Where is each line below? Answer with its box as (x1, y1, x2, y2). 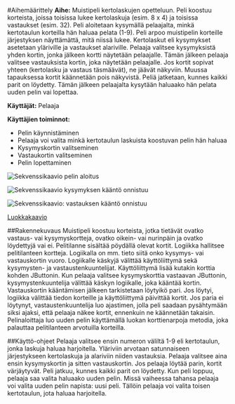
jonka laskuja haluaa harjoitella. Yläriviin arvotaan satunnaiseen (7, 344, 190, 353)
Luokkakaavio (7, 213, 48, 221)
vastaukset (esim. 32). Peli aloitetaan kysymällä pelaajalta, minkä (7, 21, 195, 29)
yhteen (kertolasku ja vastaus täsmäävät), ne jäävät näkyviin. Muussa (7, 66, 208, 74)
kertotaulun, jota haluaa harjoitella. (7, 389, 107, 397)
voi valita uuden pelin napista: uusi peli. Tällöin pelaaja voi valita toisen (7, 382, 210, 390)
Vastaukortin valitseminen (17, 151, 93, 159)
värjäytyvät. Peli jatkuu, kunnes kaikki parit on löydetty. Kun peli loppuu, (7, 367, 215, 375)
